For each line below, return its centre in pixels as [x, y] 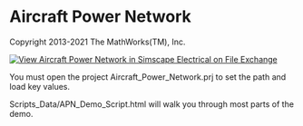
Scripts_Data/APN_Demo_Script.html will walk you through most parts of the [152, 104]
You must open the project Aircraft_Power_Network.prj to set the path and [148, 77]
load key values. [40, 86]
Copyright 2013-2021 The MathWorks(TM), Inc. [98, 42]
